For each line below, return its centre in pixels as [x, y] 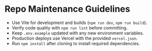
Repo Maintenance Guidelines [67, 9]
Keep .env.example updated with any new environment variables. [78, 33]
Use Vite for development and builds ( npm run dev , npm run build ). [79, 23]
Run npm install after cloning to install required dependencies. [76, 43]
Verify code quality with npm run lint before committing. [70, 27]
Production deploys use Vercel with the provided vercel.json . [75, 38]
